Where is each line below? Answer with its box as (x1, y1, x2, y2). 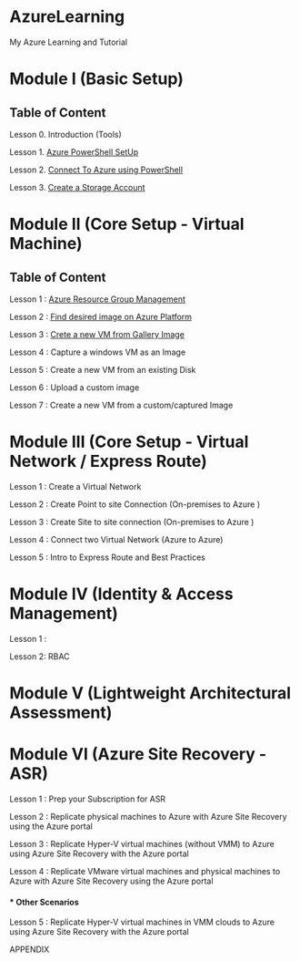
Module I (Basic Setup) (9, 68, 184, 89)
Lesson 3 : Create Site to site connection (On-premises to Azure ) (9, 516, 255, 527)
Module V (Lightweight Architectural (9, 683, 292, 703)
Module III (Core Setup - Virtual (9, 431, 249, 452)
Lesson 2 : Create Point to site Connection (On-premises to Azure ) (9, 499, 261, 510)
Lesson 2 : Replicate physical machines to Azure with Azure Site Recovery (9, 811, 288, 822)
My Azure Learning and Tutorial (9, 36, 128, 47)
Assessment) (9, 702, 113, 722)
